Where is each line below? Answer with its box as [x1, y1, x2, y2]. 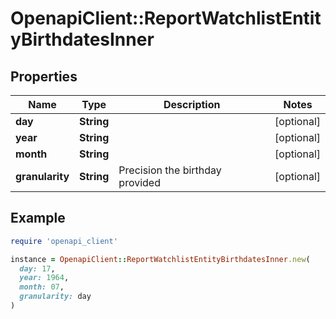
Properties [10, 68, 78, 85]
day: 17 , [19, 263, 56, 274]
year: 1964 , [19, 273, 70, 283]
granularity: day [19, 292, 92, 302]
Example [10, 210, 66, 227]
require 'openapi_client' [10, 236, 118, 246]
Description [163, 98, 221, 111]
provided [118, 176, 161, 189]
